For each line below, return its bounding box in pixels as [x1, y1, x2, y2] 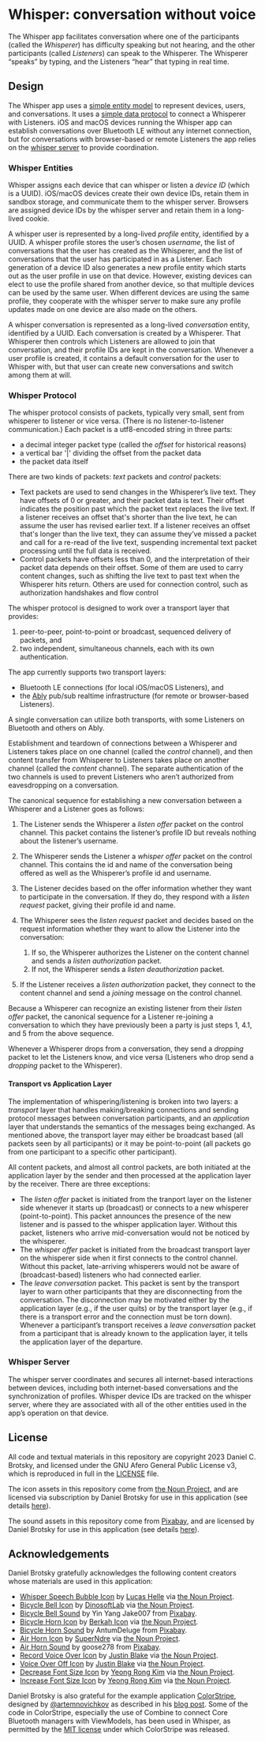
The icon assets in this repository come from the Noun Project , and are [8, 1484, 239, 1493]
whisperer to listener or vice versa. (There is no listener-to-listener [8, 416, 225, 426]
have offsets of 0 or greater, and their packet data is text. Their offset [19, 496, 244, 505]
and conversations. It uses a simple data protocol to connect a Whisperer [8, 109, 246, 118]
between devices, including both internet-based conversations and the [8, 1383, 239, 1392]
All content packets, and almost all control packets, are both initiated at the [8, 1162, 251, 1172]
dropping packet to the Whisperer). [8, 1061, 122, 1071]
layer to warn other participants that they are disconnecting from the [19, 1286, 243, 1296]
